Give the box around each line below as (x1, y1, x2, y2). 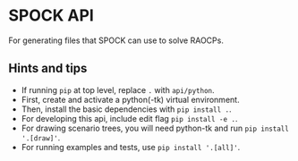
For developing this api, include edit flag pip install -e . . (21, 113, 238, 123)
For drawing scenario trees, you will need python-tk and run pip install (21, 123, 290, 133)
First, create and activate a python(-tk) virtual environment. (21, 94, 240, 105)
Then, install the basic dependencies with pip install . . (21, 104, 232, 114)
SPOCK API (8, 5, 95, 26)
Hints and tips (8, 61, 88, 76)
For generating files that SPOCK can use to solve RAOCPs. (8, 35, 225, 46)
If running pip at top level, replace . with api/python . (21, 84, 216, 95)
